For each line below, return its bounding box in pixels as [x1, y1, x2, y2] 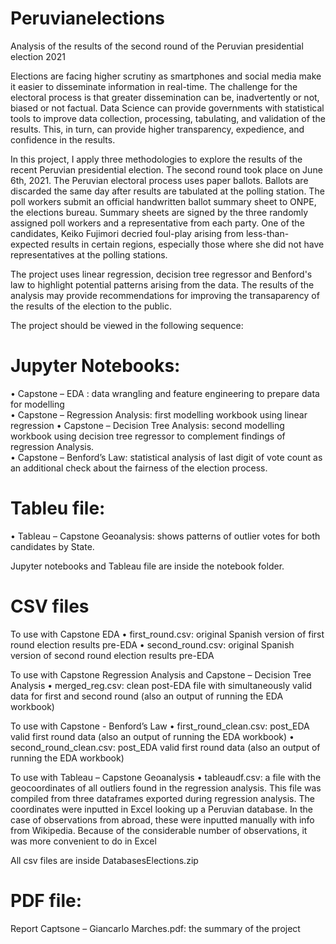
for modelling [10, 398, 65, 410]
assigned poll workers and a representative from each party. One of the [10, 217, 305, 229]
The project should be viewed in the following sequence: [10, 319, 244, 331]
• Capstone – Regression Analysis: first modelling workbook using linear [10, 408, 308, 421]
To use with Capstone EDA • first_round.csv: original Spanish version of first [10, 628, 325, 640]
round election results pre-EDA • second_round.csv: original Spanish [10, 638, 295, 651]
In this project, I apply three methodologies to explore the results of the [10, 153, 303, 165]
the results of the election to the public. [10, 300, 172, 312]
